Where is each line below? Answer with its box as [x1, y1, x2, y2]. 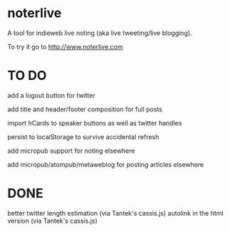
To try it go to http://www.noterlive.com [7, 42, 123, 51]
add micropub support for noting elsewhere [7, 146, 135, 155]
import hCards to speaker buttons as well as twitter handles [7, 118, 182, 127]
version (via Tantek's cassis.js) [7, 216, 98, 225]
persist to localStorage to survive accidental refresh [7, 132, 160, 141]
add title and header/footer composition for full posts [7, 105, 162, 114]
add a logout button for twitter [7, 91, 96, 99]
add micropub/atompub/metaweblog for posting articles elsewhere [7, 160, 204, 168]
